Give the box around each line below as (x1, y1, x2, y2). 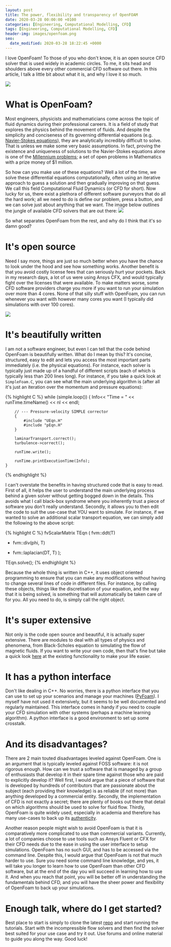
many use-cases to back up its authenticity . (5, 815, 97, 821)
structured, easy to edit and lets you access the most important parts (5, 357, 151, 363)
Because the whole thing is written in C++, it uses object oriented (5, 569, 143, 576)
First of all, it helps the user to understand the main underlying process (5, 487, 155, 493)
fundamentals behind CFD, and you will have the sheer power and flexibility (5, 879, 164, 886)
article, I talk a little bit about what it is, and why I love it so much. (5, 71, 142, 77)
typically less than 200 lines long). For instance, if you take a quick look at (5, 373, 161, 379)
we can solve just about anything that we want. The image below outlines (5, 202, 160, 208)
